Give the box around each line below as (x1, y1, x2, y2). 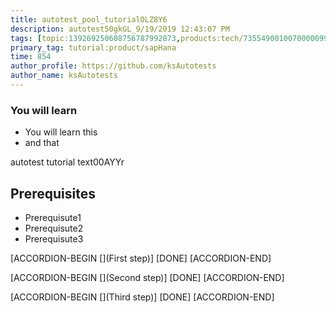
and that (24, 137, 60, 149)
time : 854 (10, 52, 52, 62)
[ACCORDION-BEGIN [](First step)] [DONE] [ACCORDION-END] (10, 252, 272, 264)
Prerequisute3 (24, 232, 84, 245)
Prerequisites (10, 185, 96, 202)
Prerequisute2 (24, 222, 84, 234)
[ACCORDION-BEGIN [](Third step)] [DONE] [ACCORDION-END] (10, 291, 275, 303)
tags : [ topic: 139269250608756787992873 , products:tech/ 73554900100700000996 (10, 33, 333, 43)
